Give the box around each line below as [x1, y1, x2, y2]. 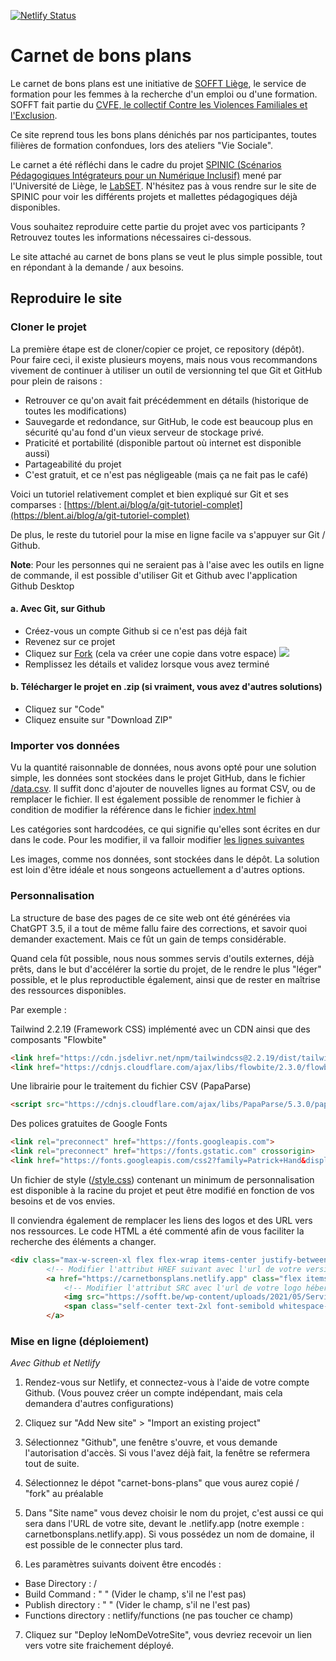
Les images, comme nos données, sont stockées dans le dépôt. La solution [10, 853, 320, 865]
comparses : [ [10, 498, 68, 510]
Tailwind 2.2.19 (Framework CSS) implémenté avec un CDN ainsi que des [10, 1023, 311, 1035]
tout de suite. [24, 1458, 80, 1470]
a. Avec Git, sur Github [10, 603, 106, 615]
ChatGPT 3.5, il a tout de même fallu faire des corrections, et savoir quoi [10, 922, 308, 934]
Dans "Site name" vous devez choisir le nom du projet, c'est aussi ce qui [24, 1507, 324, 1519]
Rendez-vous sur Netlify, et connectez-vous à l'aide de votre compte [24, 1376, 310, 1389]
